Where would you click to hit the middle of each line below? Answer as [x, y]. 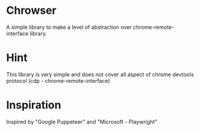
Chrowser [32, 11]
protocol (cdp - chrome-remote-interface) [58, 81]
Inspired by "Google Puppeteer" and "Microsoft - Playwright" [82, 121]
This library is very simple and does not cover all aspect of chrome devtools [100, 74]
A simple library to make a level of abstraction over [69, 27]
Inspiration [34, 105]
